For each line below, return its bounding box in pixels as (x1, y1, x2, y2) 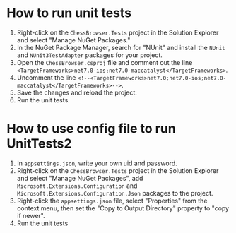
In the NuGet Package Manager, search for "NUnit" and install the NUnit (16, 43, 225, 52)
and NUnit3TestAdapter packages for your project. (16, 51, 163, 59)
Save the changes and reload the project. (16, 88, 137, 97)
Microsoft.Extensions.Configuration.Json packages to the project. (16, 189, 213, 197)
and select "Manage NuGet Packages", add (16, 174, 143, 182)
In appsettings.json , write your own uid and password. (16, 159, 177, 167)
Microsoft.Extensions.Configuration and (16, 181, 138, 190)
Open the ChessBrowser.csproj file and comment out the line (16, 58, 193, 66)
